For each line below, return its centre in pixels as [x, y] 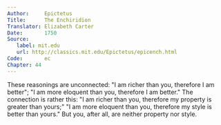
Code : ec [29, 59]
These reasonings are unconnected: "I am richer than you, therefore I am [111, 84]
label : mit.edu [38, 46]
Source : [18, 39]
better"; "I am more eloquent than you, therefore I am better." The [100, 92]
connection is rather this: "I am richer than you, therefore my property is [109, 99]
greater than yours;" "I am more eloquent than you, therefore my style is [109, 106]
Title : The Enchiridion [49, 20]
